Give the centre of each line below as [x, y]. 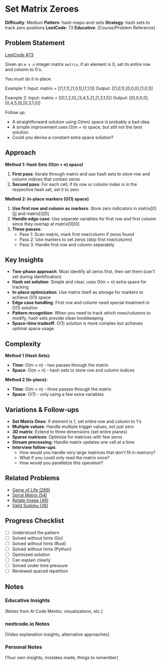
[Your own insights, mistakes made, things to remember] [62, 658]
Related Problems [32, 478]
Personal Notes [24, 647]
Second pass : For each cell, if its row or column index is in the [74, 184]
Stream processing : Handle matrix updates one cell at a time [73, 442]
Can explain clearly [31, 560]
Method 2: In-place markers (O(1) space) [47, 199]
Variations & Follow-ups [42, 410]
